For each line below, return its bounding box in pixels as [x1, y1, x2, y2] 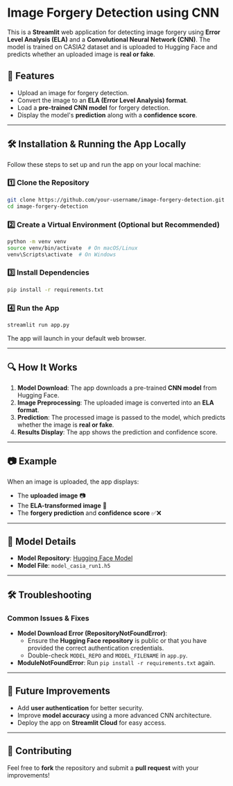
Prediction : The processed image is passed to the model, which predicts [17, 413, 225, 421]
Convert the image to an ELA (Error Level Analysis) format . [17, 96, 189, 104]
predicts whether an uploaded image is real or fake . [7, 50, 155, 58]
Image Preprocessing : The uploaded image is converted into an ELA [17, 398, 214, 407]
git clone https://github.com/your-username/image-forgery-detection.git [7, 196, 225, 203]
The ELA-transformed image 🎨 [17, 501, 107, 509]
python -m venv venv [7, 238, 67, 245]
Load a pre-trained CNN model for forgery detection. [17, 103, 171, 112]
